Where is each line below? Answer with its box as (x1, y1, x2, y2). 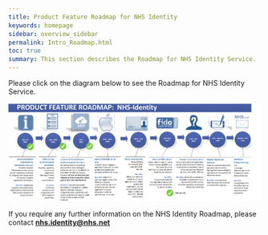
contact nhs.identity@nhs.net (8, 217, 111, 227)
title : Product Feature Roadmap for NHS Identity (8, 13, 178, 21)
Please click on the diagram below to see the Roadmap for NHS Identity (8, 79, 245, 87)
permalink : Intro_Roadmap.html (8, 38, 113, 47)
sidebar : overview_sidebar (8, 30, 99, 38)
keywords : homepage (8, 21, 74, 30)
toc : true (8, 47, 42, 55)
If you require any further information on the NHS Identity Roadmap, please (8, 209, 257, 218)
